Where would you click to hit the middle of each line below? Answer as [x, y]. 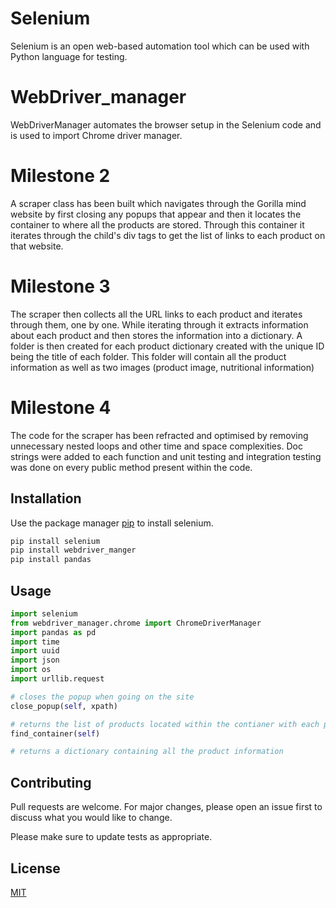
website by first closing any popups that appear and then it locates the [156, 214]
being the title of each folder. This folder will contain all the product [148, 356]
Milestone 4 [61, 407]
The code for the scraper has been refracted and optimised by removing [159, 435]
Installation [46, 498]
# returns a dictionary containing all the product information [147, 752]
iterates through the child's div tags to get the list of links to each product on [168, 235]
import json [35, 660]
